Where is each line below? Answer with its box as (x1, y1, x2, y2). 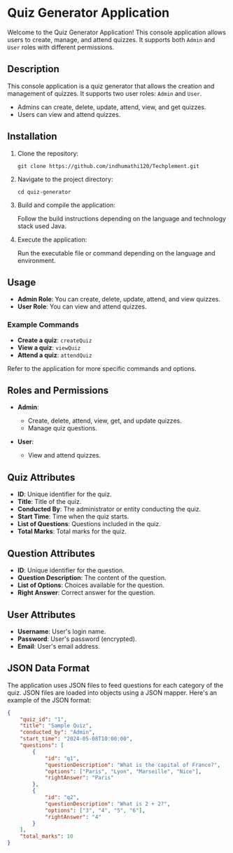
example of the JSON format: (7, 696, 92, 704)
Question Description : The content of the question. (17, 574, 167, 582)
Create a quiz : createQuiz (17, 336, 92, 344)
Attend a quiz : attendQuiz (17, 351, 92, 359)
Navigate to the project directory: (17, 175, 113, 183)
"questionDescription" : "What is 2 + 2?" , (44, 800, 171, 808)
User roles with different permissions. (7, 43, 115, 51)
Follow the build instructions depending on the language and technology (17, 214, 226, 223)
